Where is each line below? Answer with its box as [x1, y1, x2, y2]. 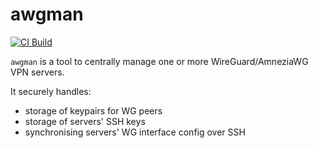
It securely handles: [10, 85, 92, 97]
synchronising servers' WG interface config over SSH [24, 126, 246, 138]
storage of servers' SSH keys [24, 115, 146, 127]
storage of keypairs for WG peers [24, 104, 163, 117]
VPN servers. [10, 66, 65, 78]
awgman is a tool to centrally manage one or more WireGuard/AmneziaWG [10, 55, 309, 67]
